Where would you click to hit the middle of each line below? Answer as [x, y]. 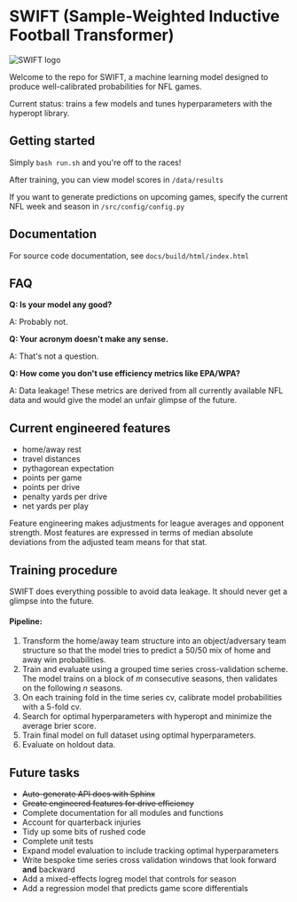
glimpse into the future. [52, 601]
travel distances [51, 459]
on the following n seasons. [72, 688]
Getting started [52, 141]
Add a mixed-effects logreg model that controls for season [129, 879]
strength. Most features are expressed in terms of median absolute [131, 533]
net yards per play [55, 506]
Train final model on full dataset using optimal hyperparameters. [139, 735]
